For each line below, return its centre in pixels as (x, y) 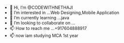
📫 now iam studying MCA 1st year (44, 36)
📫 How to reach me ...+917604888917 (48, 28)
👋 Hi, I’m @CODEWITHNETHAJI (41, 7)
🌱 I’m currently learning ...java (39, 18)
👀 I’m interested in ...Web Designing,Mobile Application (64, 13)
